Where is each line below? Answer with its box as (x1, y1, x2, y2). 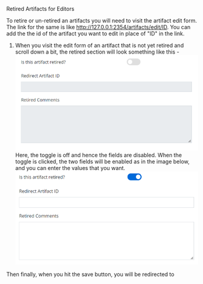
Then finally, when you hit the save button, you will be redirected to (6, 271, 174, 278)
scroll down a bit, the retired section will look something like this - (15, 48, 179, 55)
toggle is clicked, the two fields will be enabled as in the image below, (15, 158, 190, 165)
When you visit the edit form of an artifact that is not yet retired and (15, 42, 184, 49)
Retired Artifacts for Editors (6, 5, 75, 12)
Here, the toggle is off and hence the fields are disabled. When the (15, 152, 182, 159)
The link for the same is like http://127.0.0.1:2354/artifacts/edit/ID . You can (6, 24, 191, 30)
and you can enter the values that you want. (15, 165, 126, 172)
